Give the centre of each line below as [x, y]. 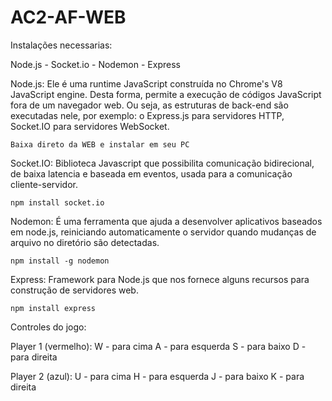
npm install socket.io [57, 202]
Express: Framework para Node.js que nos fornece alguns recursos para [160, 279]
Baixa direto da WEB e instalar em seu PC [100, 144]
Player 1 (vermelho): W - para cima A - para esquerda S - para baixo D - [158, 346]
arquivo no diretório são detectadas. [85, 242]
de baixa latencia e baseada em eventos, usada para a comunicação [151, 173]
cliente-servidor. [44, 184]
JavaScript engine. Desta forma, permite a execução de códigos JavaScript [166, 94]
